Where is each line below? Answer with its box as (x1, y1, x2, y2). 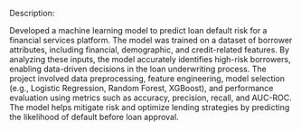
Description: (9, 8, 55, 18)
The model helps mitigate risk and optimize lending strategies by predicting (9, 102, 290, 112)
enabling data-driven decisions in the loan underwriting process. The (9, 63, 267, 74)
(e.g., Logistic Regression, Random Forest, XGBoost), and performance (9, 83, 274, 93)
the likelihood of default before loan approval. (9, 112, 179, 122)
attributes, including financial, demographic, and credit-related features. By (9, 44, 290, 55)
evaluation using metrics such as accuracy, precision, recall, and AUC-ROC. (9, 92, 292, 103)
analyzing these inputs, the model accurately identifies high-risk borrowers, (9, 54, 291, 64)
